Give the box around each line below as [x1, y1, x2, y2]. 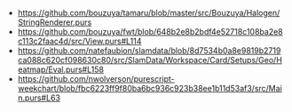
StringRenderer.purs [17, 17, 92, 28]
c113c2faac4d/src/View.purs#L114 [17, 36, 142, 46]
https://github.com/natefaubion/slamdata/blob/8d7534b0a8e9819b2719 [17, 45, 281, 56]
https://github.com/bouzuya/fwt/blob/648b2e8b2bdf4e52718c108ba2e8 [17, 27, 283, 36]
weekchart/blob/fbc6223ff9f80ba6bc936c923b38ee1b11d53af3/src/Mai [17, 84, 282, 93]
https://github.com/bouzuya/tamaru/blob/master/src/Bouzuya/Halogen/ [17, 8, 280, 18]
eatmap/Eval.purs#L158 [17, 64, 105, 75]
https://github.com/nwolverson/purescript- [17, 74, 175, 84]
